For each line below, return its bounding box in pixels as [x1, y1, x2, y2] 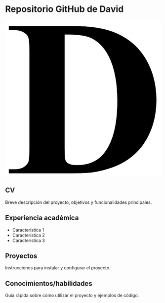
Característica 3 [12, 237, 45, 243]
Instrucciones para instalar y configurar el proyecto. [5, 265, 111, 271]
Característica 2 [12, 232, 45, 238]
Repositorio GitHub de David [5, 3, 124, 15]
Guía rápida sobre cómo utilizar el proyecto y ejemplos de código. [5, 293, 139, 299]
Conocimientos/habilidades [5, 279, 92, 288]
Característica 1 [12, 227, 44, 233]
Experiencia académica [5, 214, 79, 222]
